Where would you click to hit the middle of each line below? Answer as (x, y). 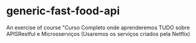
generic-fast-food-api (63, 11)
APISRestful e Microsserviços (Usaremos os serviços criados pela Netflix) (98, 33)
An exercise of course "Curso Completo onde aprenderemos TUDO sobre (98, 27)
